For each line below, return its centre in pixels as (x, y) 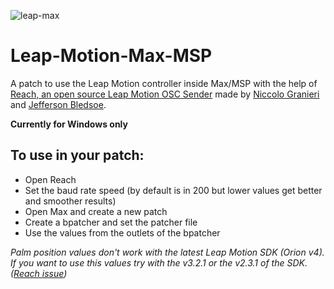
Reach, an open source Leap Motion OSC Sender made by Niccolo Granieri (165, 94)
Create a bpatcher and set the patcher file (111, 222)
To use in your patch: (77, 155)
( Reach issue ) (39, 273)
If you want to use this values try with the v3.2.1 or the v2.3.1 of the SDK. (159, 262)
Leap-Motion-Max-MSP (111, 56)
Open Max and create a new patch (96, 211)
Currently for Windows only (69, 124)
